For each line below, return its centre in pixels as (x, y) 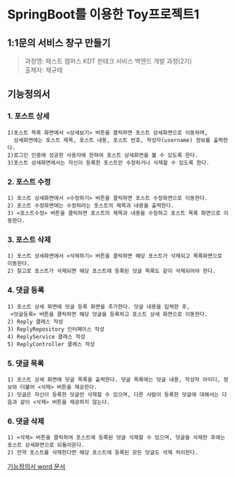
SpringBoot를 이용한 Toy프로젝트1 (103, 14)
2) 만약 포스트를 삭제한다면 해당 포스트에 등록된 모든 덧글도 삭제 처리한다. (103, 453)
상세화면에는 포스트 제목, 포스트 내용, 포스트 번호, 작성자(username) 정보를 (112, 140)
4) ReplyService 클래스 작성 (47, 336)
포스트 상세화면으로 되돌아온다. (46, 445)
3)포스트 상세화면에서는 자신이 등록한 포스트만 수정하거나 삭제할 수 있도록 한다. (108, 163)
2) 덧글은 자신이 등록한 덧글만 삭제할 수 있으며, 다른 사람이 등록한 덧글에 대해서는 (113, 394)
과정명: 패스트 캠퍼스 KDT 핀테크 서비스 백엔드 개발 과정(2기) (108, 61)
